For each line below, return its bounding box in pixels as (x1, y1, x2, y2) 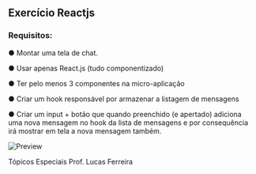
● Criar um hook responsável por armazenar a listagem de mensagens (8, 94, 239, 104)
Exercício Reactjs (8, 6, 96, 20)
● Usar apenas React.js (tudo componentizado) (8, 63, 164, 73)
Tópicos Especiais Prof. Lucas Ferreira (8, 157, 133, 166)
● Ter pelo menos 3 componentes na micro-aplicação (8, 78, 185, 88)
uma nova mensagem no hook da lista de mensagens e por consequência (8, 118, 249, 127)
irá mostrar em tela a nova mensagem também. (8, 126, 162, 135)
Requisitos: (8, 30, 53, 41)
